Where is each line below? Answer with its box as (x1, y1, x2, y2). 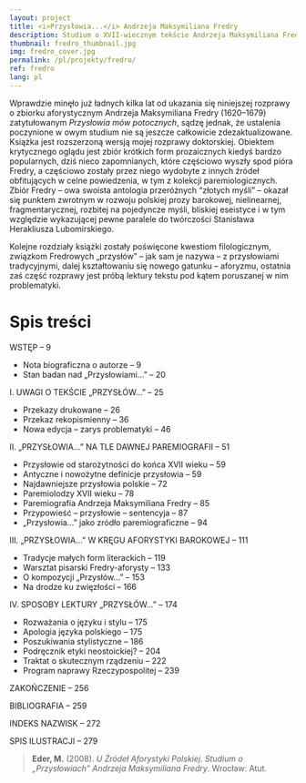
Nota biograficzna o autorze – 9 (22, 359, 142, 370)
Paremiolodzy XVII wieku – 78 (22, 488, 135, 499)
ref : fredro (9, 65, 55, 74)
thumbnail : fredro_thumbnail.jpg (9, 38, 137, 48)
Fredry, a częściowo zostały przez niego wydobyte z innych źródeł (9, 165, 260, 176)
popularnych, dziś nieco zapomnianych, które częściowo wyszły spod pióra (9, 156, 293, 167)
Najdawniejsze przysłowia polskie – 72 (22, 478, 168, 489)
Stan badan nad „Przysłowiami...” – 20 (22, 369, 167, 380)
